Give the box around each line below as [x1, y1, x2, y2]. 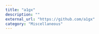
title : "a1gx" [5, 7, 36, 12]
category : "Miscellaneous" [5, 21, 63, 26]
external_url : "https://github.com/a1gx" [5, 16, 95, 21]
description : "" [5, 12, 40, 17]
